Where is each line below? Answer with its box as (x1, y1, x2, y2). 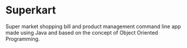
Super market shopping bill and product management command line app (5, 23, 181, 30)
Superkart (5, 4, 56, 17)
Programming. (5, 35, 40, 42)
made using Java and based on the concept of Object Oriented (5, 29, 158, 36)
